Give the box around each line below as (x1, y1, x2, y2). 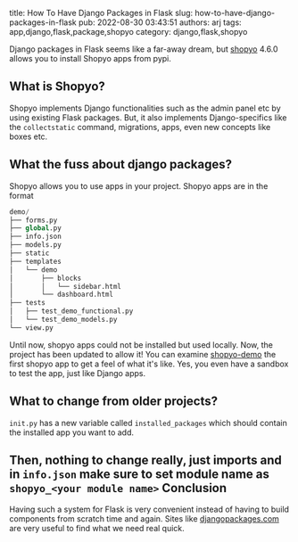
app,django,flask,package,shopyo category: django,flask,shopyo (9, 27, 248, 37)
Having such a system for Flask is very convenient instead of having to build (9, 504, 290, 515)
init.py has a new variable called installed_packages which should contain (9, 417, 287, 428)
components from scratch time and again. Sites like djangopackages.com (9, 513, 279, 524)
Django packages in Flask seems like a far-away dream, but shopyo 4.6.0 (9, 44, 278, 54)
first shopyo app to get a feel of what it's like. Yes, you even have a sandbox (9, 358, 289, 369)
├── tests (9, 299, 46, 308)
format (9, 190, 34, 201)
